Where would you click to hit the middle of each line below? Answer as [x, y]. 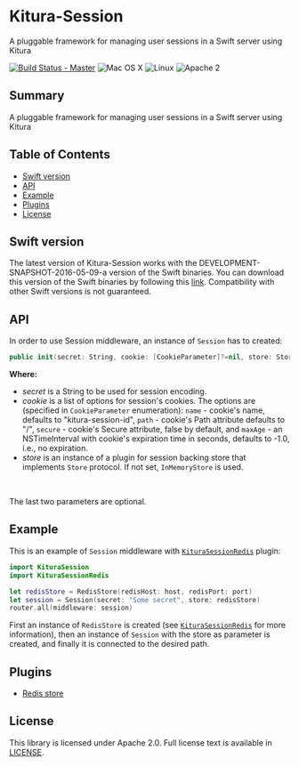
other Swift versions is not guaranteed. [80, 292]
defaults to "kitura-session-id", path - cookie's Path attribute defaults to [154, 420]
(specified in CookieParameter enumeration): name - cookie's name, [143, 410]
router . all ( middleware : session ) [71, 608]
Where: [23, 375]
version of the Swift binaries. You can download [197, 272]
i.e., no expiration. [55, 448]
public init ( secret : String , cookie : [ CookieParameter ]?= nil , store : [141, 358]
